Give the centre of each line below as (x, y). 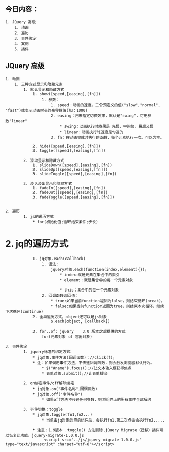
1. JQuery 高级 (21, 22)
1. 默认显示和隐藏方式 (44, 90)
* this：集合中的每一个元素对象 (89, 290)
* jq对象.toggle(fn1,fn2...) (62, 415)
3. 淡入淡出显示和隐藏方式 (48, 184)
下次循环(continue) (24, 311)
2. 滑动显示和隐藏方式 (44, 160)
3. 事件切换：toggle (43, 409)
